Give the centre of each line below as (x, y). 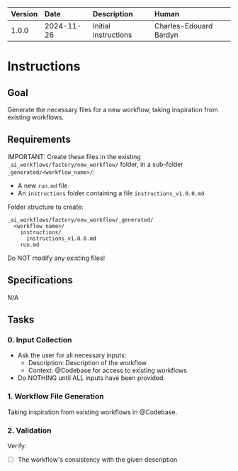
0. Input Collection (40, 340)
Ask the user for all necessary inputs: (72, 355)
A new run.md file (42, 185)
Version (24, 14)
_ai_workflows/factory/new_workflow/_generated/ (80, 220)
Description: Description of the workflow (87, 363)
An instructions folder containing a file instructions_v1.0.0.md (111, 193)
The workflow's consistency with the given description (97, 459)
